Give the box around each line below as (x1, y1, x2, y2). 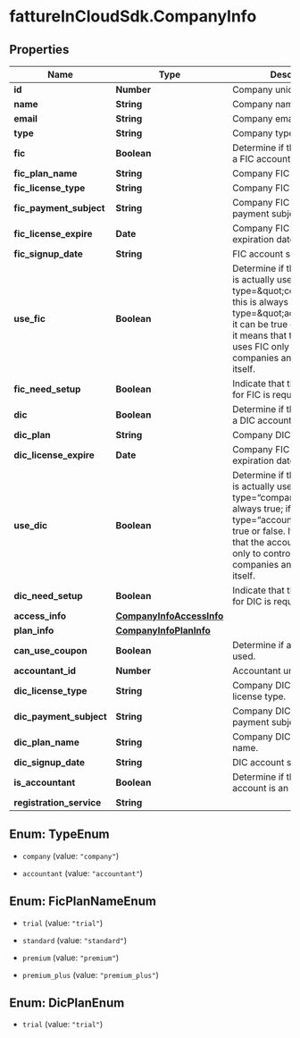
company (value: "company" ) (21, 850, 119, 861)
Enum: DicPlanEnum (9, 995, 125, 1011)
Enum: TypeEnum (9, 827, 110, 842)
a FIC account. (231, 153, 293, 165)
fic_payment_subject (13, 202, 105, 214)
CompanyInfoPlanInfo (115, 624, 212, 637)
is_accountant (13, 776, 76, 789)
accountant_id (13, 664, 77, 677)
